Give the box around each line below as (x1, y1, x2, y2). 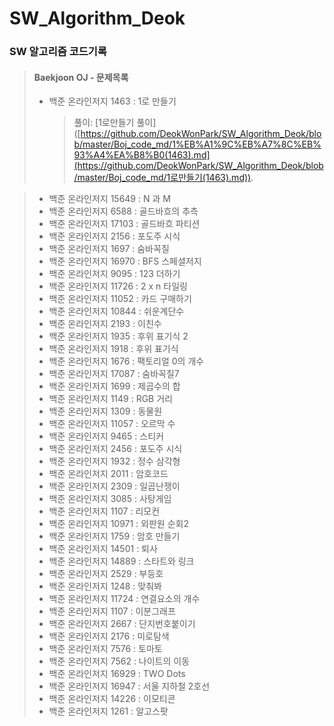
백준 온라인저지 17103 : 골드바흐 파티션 (48, 218, 201, 230)
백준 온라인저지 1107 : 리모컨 (48, 505, 161, 517)
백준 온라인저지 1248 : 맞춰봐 (48, 580, 162, 592)
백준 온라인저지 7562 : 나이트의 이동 (48, 655, 191, 667)
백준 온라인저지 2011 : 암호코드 (48, 468, 169, 480)
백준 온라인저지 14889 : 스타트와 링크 (48, 555, 195, 567)
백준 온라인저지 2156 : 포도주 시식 (48, 230, 181, 242)
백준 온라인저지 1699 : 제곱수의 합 (48, 380, 181, 392)
